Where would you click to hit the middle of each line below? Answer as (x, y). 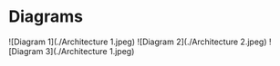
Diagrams (46, 17)
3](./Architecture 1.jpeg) (90, 51)
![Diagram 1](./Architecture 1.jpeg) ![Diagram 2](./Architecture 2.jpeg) (138, 42)
